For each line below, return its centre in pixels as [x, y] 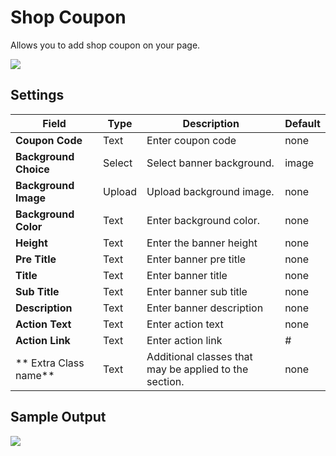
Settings [37, 95]
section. [165, 381]
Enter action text [185, 324]
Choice [32, 169]
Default [302, 123]
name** [35, 375]
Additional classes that [199, 356]
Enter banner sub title [197, 291]
